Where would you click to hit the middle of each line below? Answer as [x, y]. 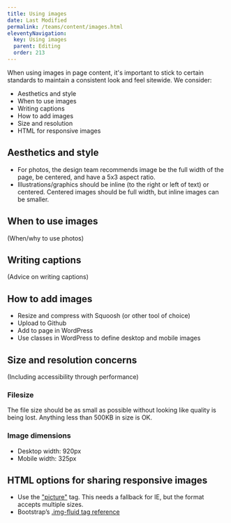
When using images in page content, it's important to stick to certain [106, 72]
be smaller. [33, 199]
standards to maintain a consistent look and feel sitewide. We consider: [110, 80]
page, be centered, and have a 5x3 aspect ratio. [86, 177]
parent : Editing [37, 46]
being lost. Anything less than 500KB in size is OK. [80, 417]
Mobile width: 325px [47, 458]
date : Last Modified [37, 20]
